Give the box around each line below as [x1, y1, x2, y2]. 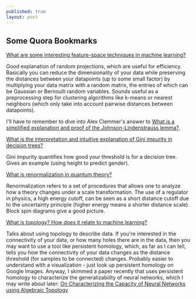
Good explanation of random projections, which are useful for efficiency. [6, 63, 182, 70]
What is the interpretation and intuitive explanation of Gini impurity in [6, 136, 172, 143]
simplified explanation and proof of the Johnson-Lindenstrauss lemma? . [6, 124, 181, 131]
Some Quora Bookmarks [6, 36, 97, 46]
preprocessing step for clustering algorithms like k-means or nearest [6, 94, 172, 101]
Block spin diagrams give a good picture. [6, 207, 105, 215]
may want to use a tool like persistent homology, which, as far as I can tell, [6, 242, 187, 250]
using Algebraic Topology [6, 287, 69, 294]
